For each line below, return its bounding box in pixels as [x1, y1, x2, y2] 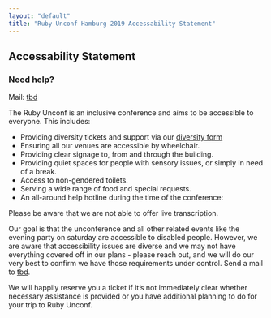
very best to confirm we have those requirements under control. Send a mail [8, 259, 264, 269]
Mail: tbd [8, 92, 38, 102]
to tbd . [8, 267, 31, 277]
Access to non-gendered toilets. [19, 175, 128, 185]
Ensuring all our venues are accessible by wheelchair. [19, 141, 200, 151]
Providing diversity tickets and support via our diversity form [19, 132, 223, 142]
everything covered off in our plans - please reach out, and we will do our [8, 250, 254, 260]
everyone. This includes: [8, 117, 91, 127]
